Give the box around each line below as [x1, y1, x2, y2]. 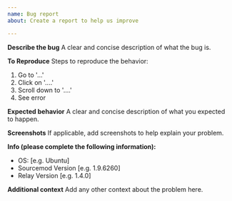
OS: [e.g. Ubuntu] [17, 156, 70, 165]
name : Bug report [7, 10, 59, 18]
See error [17, 93, 46, 102]
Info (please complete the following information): [7, 142, 156, 150]
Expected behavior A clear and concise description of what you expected [7, 107, 226, 115]
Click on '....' [17, 78, 54, 86]
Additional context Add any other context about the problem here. [7, 185, 203, 193]
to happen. [7, 115, 39, 123]
